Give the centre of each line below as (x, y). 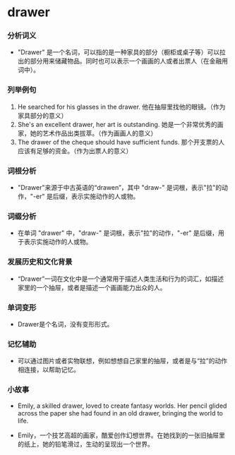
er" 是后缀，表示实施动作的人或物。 (88, 196)
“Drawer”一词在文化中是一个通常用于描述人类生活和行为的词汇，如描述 (121, 279)
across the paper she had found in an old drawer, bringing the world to (120, 413)
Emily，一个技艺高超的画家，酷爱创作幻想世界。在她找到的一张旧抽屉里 (121, 435)
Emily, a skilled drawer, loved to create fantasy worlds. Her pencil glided (122, 406)
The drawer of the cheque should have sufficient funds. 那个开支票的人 (121, 142)
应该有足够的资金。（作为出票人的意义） (75, 151)
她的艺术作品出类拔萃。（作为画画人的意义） (94, 133)
